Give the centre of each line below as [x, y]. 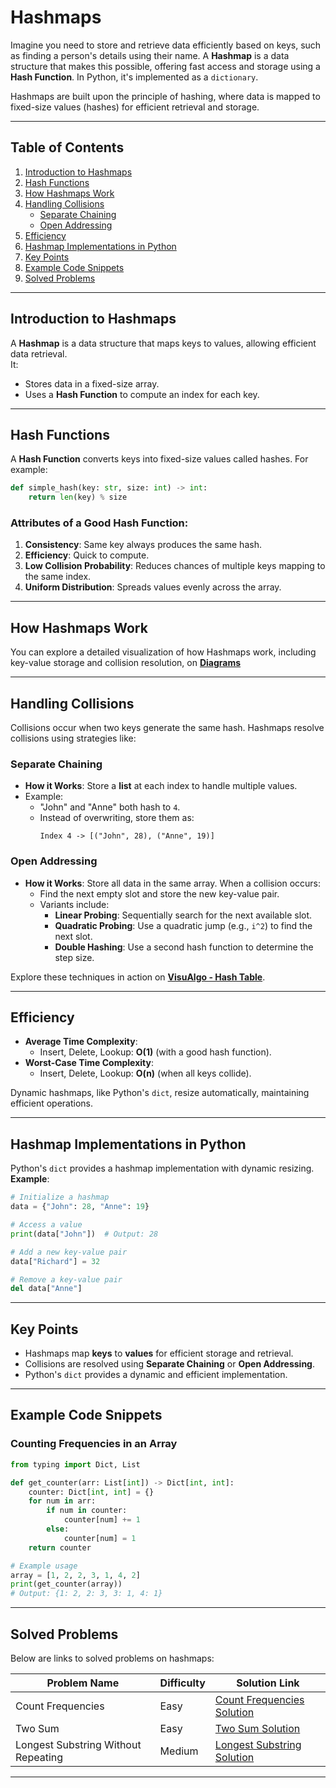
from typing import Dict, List [75, 1464]
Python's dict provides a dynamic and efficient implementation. [156, 1375]
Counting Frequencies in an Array [94, 1444]
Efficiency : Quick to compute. [87, 555]
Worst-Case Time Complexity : [89, 1063]
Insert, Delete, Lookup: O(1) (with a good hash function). [155, 1052]
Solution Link [268, 1683]
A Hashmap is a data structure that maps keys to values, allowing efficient [163, 343]
